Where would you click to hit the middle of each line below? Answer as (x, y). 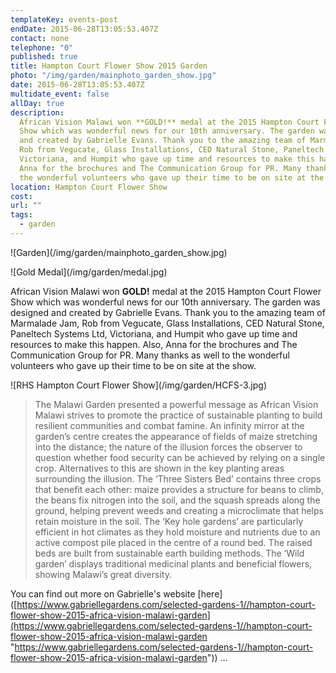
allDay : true (37, 103)
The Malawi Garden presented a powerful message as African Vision (176, 404)
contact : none (40, 38)
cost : (21, 196)
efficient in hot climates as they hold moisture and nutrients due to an (177, 532)
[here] (210, 593)
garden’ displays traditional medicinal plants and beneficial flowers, (173, 563)
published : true (44, 57)
